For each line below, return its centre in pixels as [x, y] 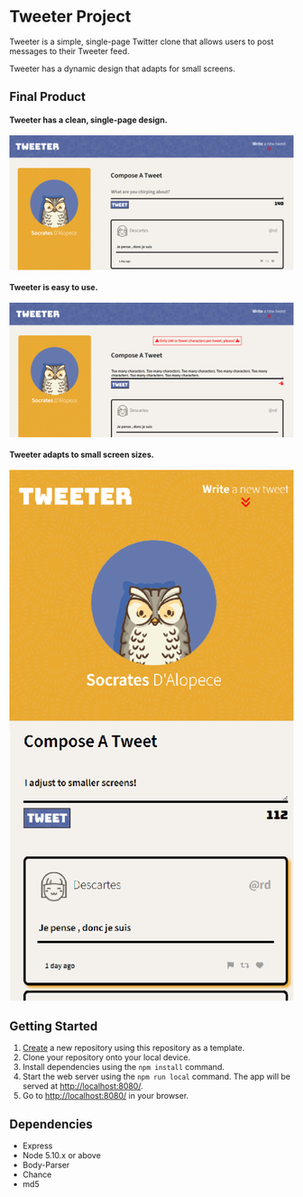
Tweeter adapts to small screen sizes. [82, 455]
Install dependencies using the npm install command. [124, 1067]
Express [37, 1146]
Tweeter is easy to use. [54, 288]
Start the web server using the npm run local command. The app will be [156, 1077]
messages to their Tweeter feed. [69, 50]
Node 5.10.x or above [61, 1155]
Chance [37, 1174]
